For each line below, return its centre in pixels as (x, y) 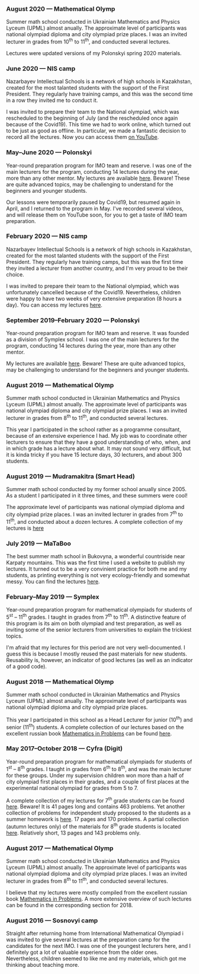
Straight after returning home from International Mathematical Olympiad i (95, 934)
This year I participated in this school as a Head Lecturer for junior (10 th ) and (99, 719)
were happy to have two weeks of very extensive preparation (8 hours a (94, 298)
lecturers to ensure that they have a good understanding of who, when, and (98, 442)
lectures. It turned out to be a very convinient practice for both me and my (97, 569)
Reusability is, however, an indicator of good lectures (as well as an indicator (99, 660)
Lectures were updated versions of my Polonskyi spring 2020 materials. (94, 53)
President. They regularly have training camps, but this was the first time (95, 262)
